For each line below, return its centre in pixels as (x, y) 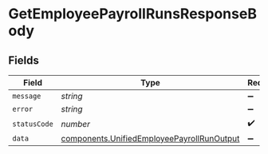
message (27, 96)
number (75, 124)
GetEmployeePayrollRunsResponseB (133, 14)
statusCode (33, 124)
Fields (24, 60)
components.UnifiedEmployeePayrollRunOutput (150, 138)
